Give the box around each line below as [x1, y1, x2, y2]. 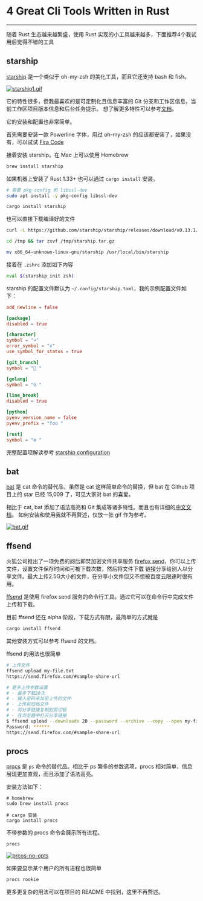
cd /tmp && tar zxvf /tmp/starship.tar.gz [6, 238, 115, 244]
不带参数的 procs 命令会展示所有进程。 [6, 829, 103, 836]
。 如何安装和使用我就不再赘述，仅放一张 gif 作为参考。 [11, 511, 150, 518]
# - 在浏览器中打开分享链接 [6, 712, 67, 718]
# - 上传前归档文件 [6, 701, 49, 707]
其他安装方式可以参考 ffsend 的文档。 [6, 637, 100, 645]
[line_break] [6, 392, 39, 398]
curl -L [6, 227, 26, 233]
